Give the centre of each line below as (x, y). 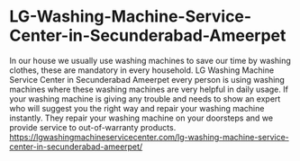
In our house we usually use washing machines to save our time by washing (150, 60)
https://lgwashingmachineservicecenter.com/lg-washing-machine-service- (150, 137)
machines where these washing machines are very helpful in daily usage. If (149, 89)
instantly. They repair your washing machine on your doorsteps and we (141, 118)
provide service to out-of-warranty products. (93, 127)
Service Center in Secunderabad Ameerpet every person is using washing (147, 79)
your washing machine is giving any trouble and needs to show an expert (145, 98)
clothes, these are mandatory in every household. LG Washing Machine (142, 70)
